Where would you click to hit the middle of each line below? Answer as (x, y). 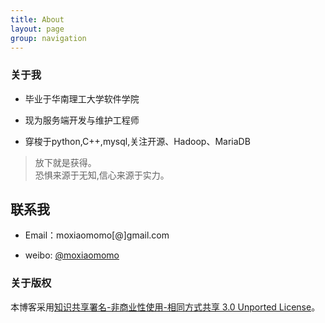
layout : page (37, 29)
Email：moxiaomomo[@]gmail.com (97, 235)
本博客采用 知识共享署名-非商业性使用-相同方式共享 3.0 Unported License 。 (165, 307)
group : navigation (48, 38)
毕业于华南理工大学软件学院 (82, 98)
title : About (37, 19)
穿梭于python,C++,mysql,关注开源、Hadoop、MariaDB (137, 141)
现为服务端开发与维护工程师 (82, 120)
